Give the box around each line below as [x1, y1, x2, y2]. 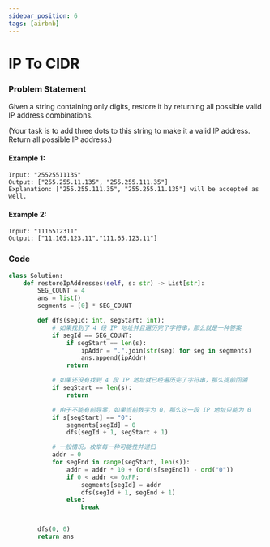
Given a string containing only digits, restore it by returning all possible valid [8, 101, 262, 111]
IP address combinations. [8, 110, 93, 120]
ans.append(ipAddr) [80, 354, 148, 362]
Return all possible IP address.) [8, 135, 113, 144]
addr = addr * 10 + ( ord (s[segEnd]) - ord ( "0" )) [66, 465, 234, 474]
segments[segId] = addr [80, 481, 161, 489]
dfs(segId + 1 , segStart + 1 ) [66, 429, 169, 437]
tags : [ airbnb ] [8, 19, 60, 28]
